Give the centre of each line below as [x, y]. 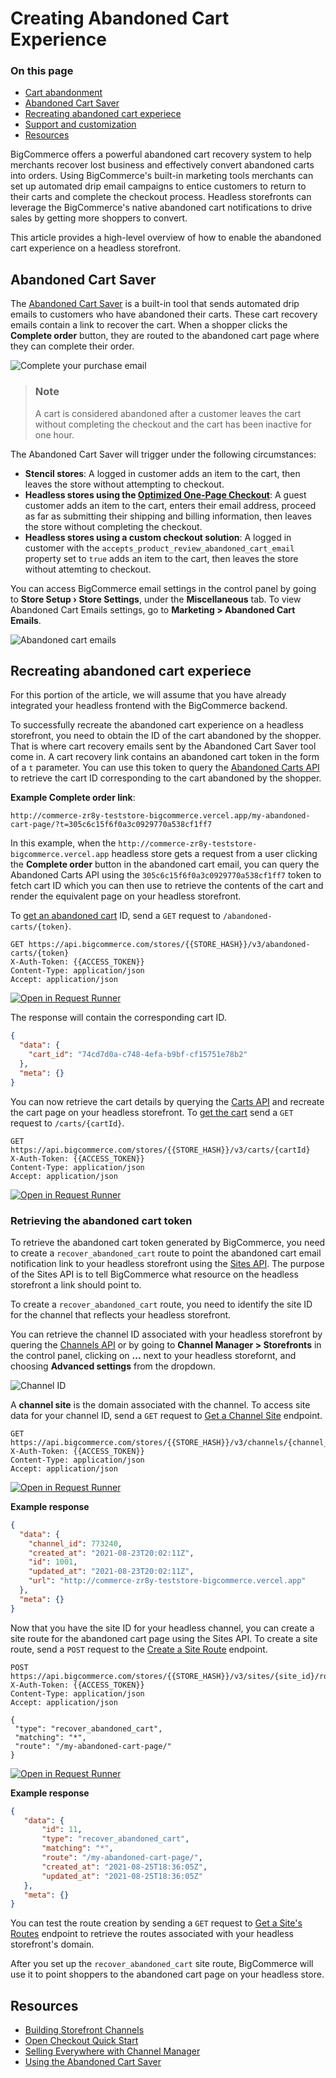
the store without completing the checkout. [113, 526]
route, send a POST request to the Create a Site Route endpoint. [139, 1649]
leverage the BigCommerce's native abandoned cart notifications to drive [161, 208]
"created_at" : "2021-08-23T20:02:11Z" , [111, 1553]
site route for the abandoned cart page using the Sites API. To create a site [164, 1638]
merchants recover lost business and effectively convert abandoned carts [162, 165]
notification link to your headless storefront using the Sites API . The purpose [167, 1263]
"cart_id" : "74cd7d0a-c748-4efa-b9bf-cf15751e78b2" [138, 1055]
